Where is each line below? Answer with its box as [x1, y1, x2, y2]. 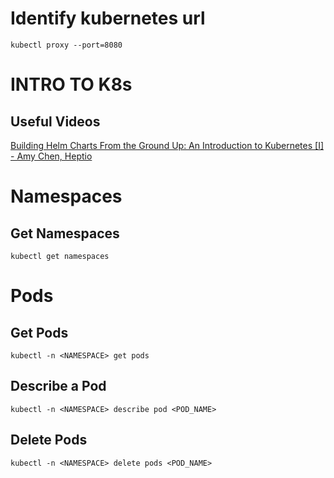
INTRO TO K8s [10, 73, 133, 96]
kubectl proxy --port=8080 [10, 40, 123, 50]
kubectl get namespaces [10, 251, 110, 261]
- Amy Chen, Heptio [10, 150, 93, 162]
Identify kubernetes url [10, 7, 206, 30]
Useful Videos [10, 113, 101, 130]
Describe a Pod [10, 378, 107, 395]
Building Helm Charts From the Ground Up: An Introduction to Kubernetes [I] [10, 139, 324, 151]
